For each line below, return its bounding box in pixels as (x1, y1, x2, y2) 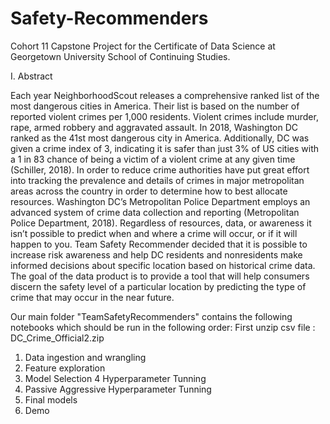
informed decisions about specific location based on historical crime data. (10, 259, 316, 271)
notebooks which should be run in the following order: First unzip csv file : (10, 321, 316, 333)
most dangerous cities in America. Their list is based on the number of (10, 100, 300, 112)
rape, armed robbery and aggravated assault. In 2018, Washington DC (10, 121, 299, 133)
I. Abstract (10, 70, 53, 82)
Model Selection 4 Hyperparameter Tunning (24, 372, 207, 384)
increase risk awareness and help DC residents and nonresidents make (10, 248, 303, 261)
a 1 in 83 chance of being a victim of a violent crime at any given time (10, 153, 296, 165)
